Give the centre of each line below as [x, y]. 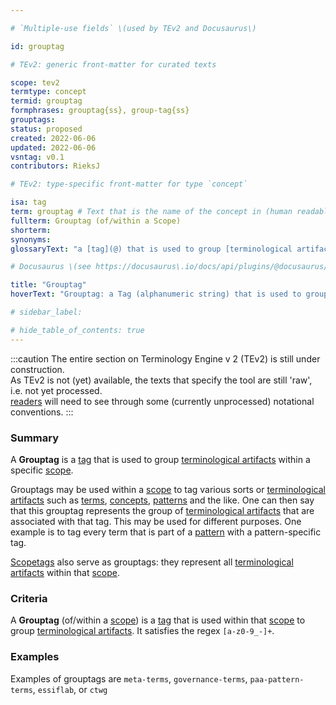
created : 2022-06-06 [53, 138]
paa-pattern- [277, 679]
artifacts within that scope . [65, 572]
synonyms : [31, 239]
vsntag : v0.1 [37, 157]
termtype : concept [48, 92]
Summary [35, 438]
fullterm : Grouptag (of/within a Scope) [96, 221]
